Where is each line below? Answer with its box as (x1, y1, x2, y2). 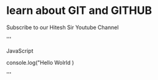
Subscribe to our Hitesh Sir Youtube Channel (6, 24, 119, 31)
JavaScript (6, 47, 34, 55)
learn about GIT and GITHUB (6, 4, 153, 18)
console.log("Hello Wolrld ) (6, 59, 74, 66)
